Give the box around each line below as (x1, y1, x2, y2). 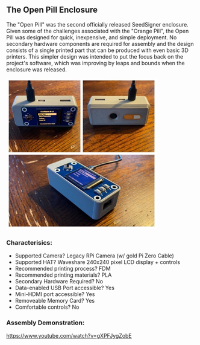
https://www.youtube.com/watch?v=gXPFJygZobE (6, 332, 133, 340)
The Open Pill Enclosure (6, 5, 98, 15)
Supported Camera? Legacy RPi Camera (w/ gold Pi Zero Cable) (14, 252, 175, 259)
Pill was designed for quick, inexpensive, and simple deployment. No (6, 33, 177, 41)
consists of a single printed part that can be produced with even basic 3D (6, 47, 189, 54)
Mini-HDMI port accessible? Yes (14, 291, 95, 298)
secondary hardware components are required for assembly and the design (6, 40, 194, 47)
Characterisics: (6, 238, 52, 247)
